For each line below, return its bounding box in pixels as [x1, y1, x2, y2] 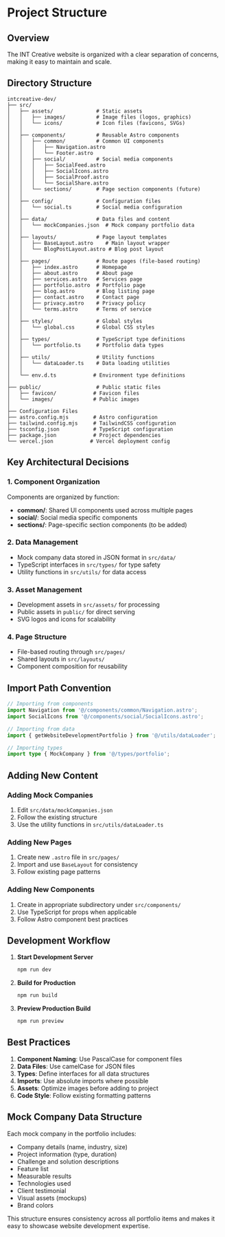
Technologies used [16, 1179, 71, 1188]
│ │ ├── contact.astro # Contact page [7, 294, 139, 301]
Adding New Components [7, 885, 95, 895]
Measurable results [16, 1172, 72, 1180]
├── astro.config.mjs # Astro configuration [7, 414, 158, 421]
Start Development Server [16, 953, 94, 961]
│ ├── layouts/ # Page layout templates [7, 233, 167, 241]
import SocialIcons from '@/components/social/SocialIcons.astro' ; [7, 713, 204, 720]
